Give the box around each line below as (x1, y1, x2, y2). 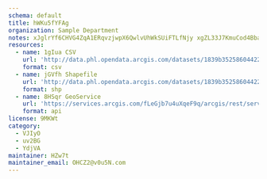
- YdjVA (15, 144, 41, 152)
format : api (22, 108, 62, 116)
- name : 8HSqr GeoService (15, 93, 102, 101)
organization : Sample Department (8, 26, 119, 34)
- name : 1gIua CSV (15, 48, 77, 56)
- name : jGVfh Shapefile (15, 70, 98, 78)
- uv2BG (15, 136, 41, 145)
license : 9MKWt (8, 115, 59, 123)
